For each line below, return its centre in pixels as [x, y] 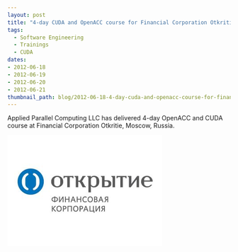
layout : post [27, 15]
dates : [17, 60]
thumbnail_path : [31, 97]
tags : [15, 30]
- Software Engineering [49, 38]
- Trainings [32, 45]
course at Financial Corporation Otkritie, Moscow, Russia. [91, 126]
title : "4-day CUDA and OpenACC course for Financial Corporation [107, 22]
